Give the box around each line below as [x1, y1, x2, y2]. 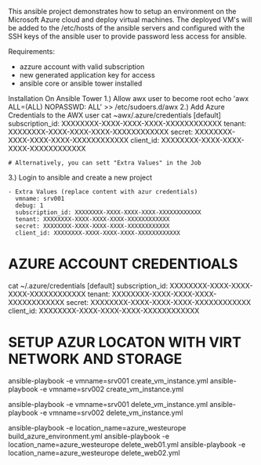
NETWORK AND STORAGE [8, 351, 183, 368]
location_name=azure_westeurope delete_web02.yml [8, 448, 180, 457]
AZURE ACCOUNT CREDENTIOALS [8, 255, 238, 273]
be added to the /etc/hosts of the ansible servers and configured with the [8, 24, 245, 32]
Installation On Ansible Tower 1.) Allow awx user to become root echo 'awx [8, 94, 249, 103]
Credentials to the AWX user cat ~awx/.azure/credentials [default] [8, 111, 222, 120]
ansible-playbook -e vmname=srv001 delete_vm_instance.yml [8, 399, 208, 409]
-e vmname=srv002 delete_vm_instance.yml [39, 408, 183, 417]
